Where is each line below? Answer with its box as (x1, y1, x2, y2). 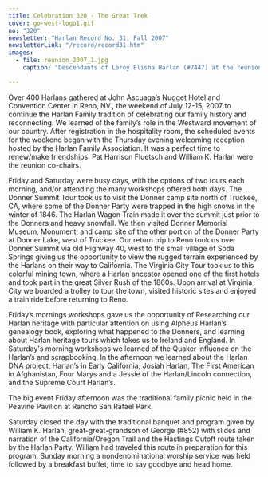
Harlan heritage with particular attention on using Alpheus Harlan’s (8, 318, 227, 328)
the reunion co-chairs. (8, 160, 81, 170)
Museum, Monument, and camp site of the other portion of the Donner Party (8, 227, 259, 236)
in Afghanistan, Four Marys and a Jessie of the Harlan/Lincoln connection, (8, 369, 253, 379)
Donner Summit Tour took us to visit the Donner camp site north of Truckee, (8, 192, 258, 202)
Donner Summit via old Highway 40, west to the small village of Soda (8, 243, 235, 253)
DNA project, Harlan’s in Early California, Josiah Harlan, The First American (8, 361, 254, 370)
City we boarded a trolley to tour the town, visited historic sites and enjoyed (8, 286, 257, 295)
